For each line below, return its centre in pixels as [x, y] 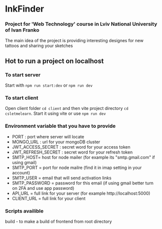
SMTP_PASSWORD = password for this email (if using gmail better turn [83, 183]
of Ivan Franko [22, 30]
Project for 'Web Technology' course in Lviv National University [81, 24]
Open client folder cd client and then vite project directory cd [67, 108]
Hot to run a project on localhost [54, 61]
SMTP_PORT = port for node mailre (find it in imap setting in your [77, 168]
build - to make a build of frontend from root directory [59, 222]
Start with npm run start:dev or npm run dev [49, 85]
